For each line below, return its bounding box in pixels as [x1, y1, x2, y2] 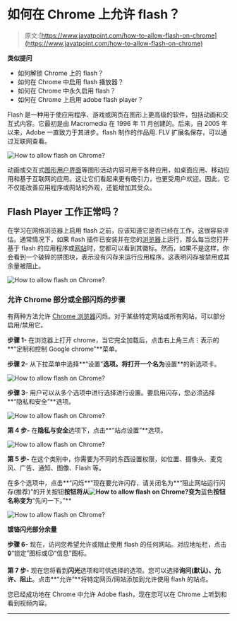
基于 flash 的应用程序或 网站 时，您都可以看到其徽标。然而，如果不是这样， [7, 243, 223, 252]
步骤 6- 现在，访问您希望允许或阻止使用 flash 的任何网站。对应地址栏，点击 [7, 540, 227, 549]
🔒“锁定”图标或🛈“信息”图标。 [7, 549, 90, 557]
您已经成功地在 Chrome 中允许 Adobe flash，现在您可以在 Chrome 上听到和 [7, 590, 227, 598]
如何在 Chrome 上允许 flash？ [7, 6, 181, 23]
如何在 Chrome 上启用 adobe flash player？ [17, 95, 144, 103]
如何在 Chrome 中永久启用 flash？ [17, 86, 116, 95]
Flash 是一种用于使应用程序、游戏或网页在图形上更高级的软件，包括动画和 [7, 110, 223, 119]
